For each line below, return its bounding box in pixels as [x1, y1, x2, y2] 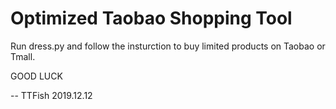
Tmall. [10, 50, 36, 62]
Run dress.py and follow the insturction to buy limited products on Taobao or [10, 40, 326, 52]
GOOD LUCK [10, 70, 63, 82]
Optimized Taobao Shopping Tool [10, 7, 293, 30]
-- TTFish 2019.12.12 [10, 89, 93, 101]
